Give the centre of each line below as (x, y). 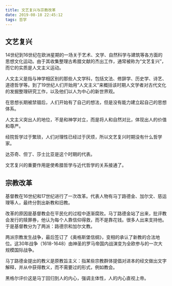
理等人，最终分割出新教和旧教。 (39, 202)
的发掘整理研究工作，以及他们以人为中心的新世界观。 (61, 91)
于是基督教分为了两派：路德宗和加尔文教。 (50, 226)
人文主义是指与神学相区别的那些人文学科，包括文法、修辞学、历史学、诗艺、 (86, 79)
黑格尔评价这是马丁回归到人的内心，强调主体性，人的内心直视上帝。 (77, 278)
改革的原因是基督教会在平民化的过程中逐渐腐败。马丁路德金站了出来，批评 (84, 213)
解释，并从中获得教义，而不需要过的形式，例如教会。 (61, 267)
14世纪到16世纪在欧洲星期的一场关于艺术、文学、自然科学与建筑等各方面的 (84, 55)
